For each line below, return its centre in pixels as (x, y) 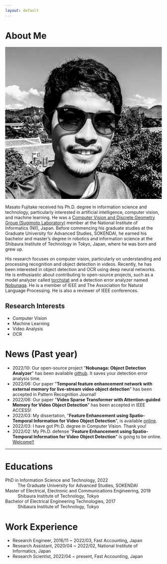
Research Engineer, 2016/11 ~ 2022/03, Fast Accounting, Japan (77, 541)
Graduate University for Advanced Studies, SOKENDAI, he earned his (76, 233)
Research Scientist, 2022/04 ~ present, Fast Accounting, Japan (78, 557)
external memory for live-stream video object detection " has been (82, 389)
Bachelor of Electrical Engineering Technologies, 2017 (60, 501)
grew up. (14, 249)
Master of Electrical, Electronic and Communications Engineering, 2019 (78, 491)
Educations (29, 466)
